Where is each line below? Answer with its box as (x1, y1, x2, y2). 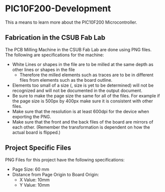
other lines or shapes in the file (12, 66, 75, 72)
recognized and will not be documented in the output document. (12, 87, 142, 94)
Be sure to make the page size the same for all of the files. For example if (12, 93, 160, 98)
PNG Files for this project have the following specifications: (5, 157, 125, 162)
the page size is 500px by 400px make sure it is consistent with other (12, 98, 153, 104)
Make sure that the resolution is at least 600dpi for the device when (12, 108, 149, 114)
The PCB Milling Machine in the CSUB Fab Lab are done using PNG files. (5, 46, 152, 52)
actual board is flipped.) (12, 129, 60, 135)
